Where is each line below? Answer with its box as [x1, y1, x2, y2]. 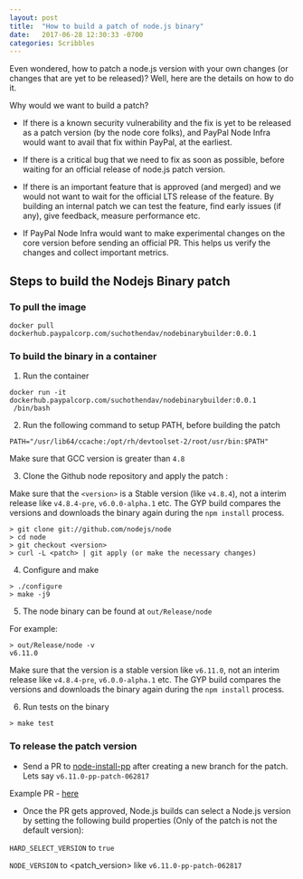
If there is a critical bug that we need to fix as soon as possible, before [22, 155, 285, 166]
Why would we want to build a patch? [9, 100, 149, 111]
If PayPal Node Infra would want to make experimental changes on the [22, 228, 286, 239]
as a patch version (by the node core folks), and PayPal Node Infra [22, 128, 271, 139]
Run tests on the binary [22, 702, 110, 712]
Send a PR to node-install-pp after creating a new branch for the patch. [22, 760, 289, 771]
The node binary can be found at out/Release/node [22, 606, 213, 616]
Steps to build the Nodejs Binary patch [9, 273, 231, 289]
